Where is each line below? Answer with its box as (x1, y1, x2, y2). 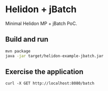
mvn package (5, 48, 31, 54)
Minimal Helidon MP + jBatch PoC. (5, 20, 77, 26)
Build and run (5, 35, 48, 44)
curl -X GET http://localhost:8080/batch (5, 81, 95, 86)
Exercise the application (5, 67, 84, 76)
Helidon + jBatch (5, 4, 77, 15)
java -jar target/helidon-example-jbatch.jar (5, 53, 103, 58)
